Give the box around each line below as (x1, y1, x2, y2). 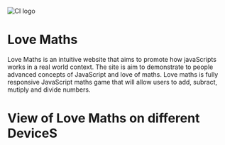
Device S (7, 125, 58, 141)
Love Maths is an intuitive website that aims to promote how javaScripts (7, 55, 216, 63)
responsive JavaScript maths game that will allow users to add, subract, (7, 77, 218, 86)
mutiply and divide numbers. (7, 85, 91, 94)
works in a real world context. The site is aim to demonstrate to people (7, 63, 214, 71)
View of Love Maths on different (7, 110, 200, 127)
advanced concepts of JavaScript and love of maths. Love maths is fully (7, 70, 219, 78)
